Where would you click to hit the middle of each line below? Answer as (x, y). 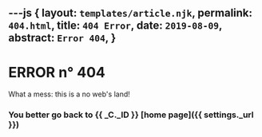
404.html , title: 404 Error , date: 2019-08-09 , (115, 26)
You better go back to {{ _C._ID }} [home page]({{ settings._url (131, 115)
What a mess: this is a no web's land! (69, 94)
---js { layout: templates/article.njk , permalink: (131, 13)
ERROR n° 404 (57, 72)
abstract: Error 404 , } (62, 38)
